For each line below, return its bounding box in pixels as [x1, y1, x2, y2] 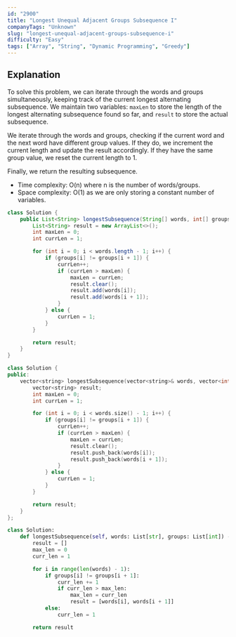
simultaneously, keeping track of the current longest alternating [7, 95, 191, 103]
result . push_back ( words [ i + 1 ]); [70, 456, 169, 463]
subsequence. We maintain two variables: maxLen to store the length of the [7, 103, 223, 111]
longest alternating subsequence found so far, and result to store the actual [7, 110, 228, 118]
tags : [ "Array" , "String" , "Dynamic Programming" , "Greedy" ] [7, 43, 190, 50]
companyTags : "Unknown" [7, 23, 77, 30]
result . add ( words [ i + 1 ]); [70, 294, 150, 301]
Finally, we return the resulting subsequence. [7, 166, 138, 176]
